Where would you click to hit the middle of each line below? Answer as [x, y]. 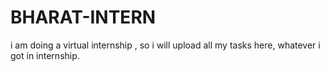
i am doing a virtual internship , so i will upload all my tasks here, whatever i [165, 45]
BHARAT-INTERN [83, 17]
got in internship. [45, 55]
